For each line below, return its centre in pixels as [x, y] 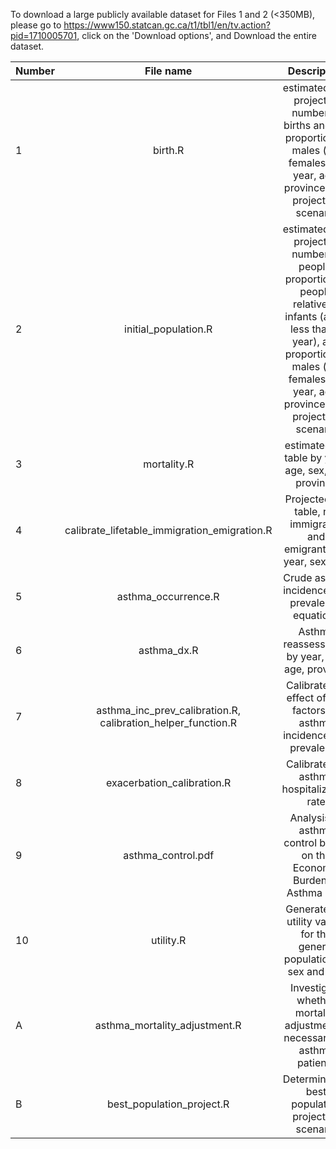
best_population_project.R [168, 1104]
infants [301, 316]
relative [310, 304]
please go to [36, 25]
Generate [307, 909]
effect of [306, 697]
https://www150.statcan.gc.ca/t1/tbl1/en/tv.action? [167, 25]
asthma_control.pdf [169, 855]
